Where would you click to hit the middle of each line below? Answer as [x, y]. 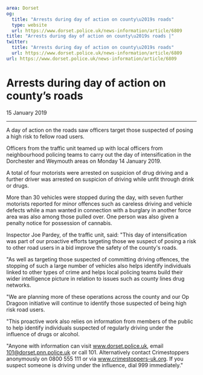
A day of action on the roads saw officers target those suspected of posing [100, 130]
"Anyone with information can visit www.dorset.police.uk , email [85, 346]
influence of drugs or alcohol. [43, 334]
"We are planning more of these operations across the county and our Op [98, 296]
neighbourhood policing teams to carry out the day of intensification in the [99, 154]
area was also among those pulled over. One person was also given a [92, 217]
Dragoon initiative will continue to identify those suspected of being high [96, 303]
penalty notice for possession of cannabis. [60, 223]
